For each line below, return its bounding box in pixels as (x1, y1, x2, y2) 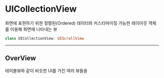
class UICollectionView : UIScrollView (5, 36, 84, 41)
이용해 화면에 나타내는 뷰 (10, 26, 58, 32)
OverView (5, 54, 36, 62)
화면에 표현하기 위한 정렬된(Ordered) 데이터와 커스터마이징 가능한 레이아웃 (5, 20, 147, 26)
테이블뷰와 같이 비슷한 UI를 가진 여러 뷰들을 (5, 67, 88, 74)
